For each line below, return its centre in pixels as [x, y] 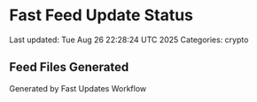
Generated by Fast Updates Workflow [78, 88]
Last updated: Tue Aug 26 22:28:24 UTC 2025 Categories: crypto [129, 40]
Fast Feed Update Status [101, 15]
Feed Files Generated [69, 67]
